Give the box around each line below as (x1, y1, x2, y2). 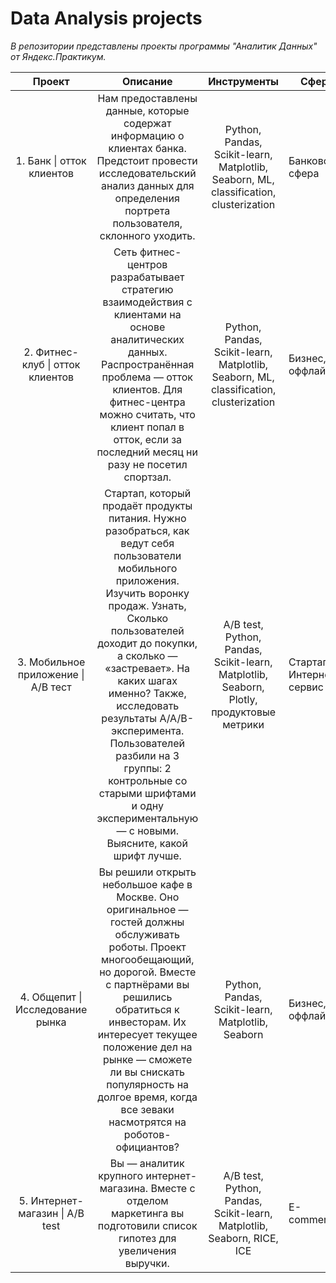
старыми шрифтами (98, 786, 197, 800)
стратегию (121, 282, 174, 296)
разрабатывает (109, 270, 185, 284)
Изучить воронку (105, 586, 190, 600)
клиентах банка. (108, 141, 187, 155)
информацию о (110, 128, 185, 142)
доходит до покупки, (97, 636, 198, 650)
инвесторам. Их (108, 1015, 187, 1029)
